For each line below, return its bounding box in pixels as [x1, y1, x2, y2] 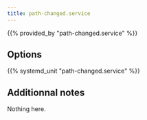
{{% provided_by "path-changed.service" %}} [7, 29, 138, 37]
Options [7, 49, 43, 60]
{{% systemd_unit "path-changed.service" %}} [7, 67, 141, 75]
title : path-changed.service [7, 10, 91, 17]
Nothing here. [7, 105, 46, 113]
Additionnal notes [7, 86, 85, 98]
